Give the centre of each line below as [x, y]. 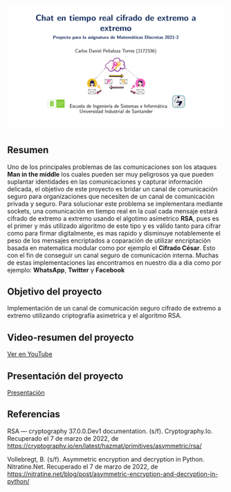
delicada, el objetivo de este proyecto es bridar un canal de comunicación [112, 188]
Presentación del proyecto [65, 376]
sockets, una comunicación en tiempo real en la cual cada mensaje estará [112, 211]
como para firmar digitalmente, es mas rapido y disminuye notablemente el [114, 233]
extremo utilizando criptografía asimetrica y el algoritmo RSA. [94, 316]
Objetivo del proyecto [55, 291]
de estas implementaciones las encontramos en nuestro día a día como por [114, 263]
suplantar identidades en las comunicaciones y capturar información [105, 182]
